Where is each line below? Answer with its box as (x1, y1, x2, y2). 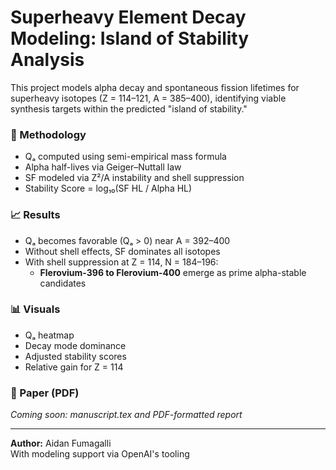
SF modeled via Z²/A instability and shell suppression (24, 172, 245, 184)
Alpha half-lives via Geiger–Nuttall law (24, 161, 182, 173)
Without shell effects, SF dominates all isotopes (24, 245, 221, 257)
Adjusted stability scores (24, 350, 127, 362)
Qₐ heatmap (24, 329, 75, 341)
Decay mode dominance (24, 339, 127, 351)
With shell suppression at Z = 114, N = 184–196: (24, 256, 219, 268)
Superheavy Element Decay (10, 6, 247, 29)
